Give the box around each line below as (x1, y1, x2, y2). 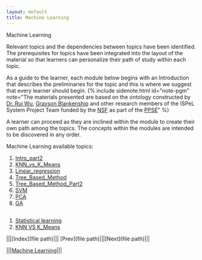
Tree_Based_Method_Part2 (15, 180, 83, 187)
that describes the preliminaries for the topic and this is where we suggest (6, 80, 192, 88)
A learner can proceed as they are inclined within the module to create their (6, 118, 195, 125)
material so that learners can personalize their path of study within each (6, 56, 186, 63)
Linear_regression (15, 167, 61, 175)
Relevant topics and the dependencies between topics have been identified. (6, 43, 196, 50)
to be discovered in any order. (6, 131, 81, 138)
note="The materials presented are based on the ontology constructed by (6, 93, 191, 101)
